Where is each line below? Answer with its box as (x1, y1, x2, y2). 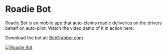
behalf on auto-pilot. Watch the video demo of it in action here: (5, 25, 135, 31)
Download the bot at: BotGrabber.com (5, 35, 83, 41)
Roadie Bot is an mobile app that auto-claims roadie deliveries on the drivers (5, 20, 162, 26)
